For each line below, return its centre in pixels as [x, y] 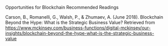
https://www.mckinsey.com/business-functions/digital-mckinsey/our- [78, 28]
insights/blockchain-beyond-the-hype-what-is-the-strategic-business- [80, 33]
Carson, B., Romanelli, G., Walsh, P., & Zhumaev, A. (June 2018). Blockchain [84, 17]
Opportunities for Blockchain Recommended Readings [62, 7]
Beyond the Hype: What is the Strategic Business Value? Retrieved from [80, 22]
